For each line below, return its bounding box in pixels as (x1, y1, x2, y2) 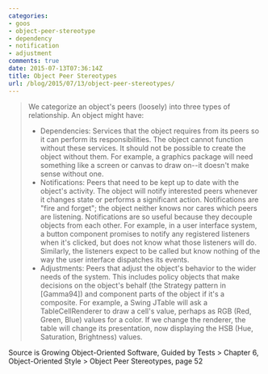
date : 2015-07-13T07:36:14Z (8, 65, 103, 73)
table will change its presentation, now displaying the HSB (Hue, (40, 323, 253, 333)
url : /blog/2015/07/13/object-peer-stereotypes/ (8, 79, 175, 87)
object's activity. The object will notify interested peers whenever (40, 186, 258, 195)
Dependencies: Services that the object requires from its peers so (40, 126, 260, 136)
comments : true (8, 57, 60, 65)
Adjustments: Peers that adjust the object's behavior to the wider (40, 263, 257, 273)
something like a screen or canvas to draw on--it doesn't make (40, 160, 249, 170)
